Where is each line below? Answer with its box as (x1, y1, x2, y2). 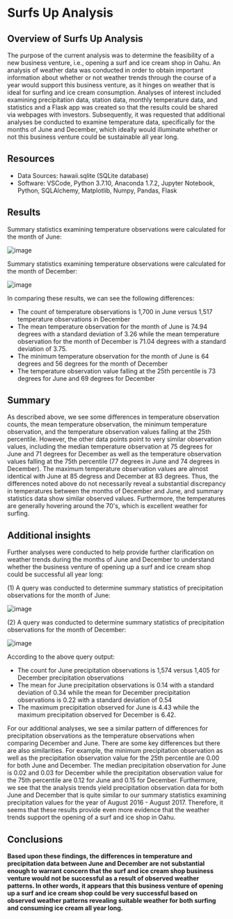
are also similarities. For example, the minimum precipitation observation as (7, 747, 223, 755)
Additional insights (7, 529, 91, 541)
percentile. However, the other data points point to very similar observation (7, 435, 222, 444)
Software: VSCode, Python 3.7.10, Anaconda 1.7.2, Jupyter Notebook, (17, 179, 216, 187)
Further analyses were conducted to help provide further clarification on (7, 548, 214, 556)
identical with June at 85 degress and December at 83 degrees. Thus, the (7, 472, 219, 481)
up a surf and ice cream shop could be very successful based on (7, 889, 198, 897)
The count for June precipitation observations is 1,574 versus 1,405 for (17, 666, 220, 675)
